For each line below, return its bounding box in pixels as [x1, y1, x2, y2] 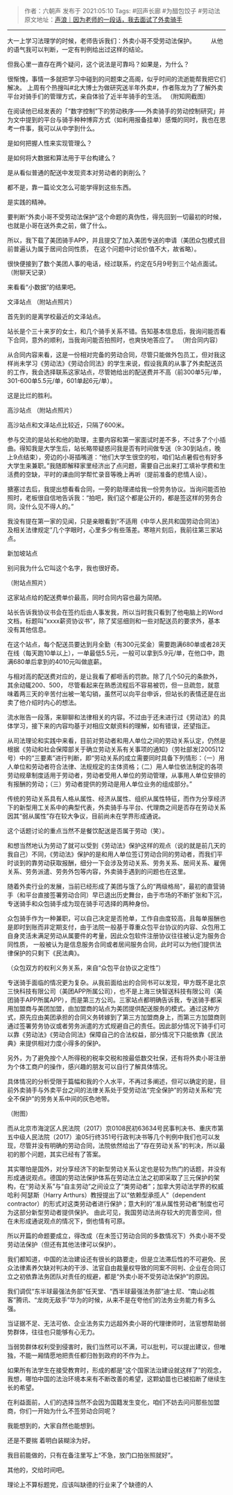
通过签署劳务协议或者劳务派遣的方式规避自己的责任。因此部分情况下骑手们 [7, 1022, 220, 1030]
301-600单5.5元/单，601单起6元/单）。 [7, 377, 116, 384]
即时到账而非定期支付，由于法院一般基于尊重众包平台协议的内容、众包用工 [12, 923, 226, 931]
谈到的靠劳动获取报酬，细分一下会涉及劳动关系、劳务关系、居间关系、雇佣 [12, 859, 226, 866]
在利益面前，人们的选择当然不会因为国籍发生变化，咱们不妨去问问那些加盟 [7, 1398, 220, 1406]
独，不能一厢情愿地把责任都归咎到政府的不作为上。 [7, 1351, 153, 1359]
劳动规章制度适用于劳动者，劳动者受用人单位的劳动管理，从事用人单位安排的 [7, 771, 226, 779]
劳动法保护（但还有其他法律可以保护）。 [7, 1240, 120, 1248]
